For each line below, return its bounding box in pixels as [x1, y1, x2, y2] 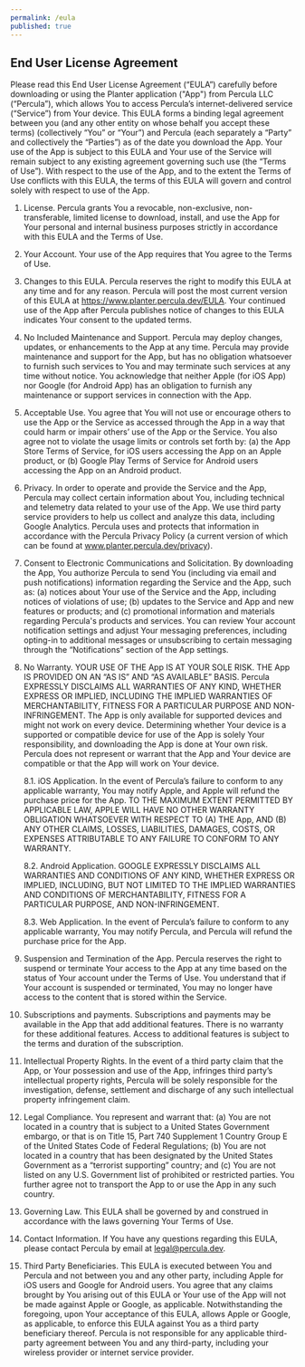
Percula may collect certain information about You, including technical [23, 492, 285, 503]
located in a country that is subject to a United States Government [23, 1122, 270, 1133]
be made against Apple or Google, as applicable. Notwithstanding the [23, 1299, 283, 1310]
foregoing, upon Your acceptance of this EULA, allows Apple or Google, [23, 1309, 291, 1320]
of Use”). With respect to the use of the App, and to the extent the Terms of [10, 166, 292, 177]
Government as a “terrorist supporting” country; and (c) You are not [23, 1160, 276, 1171]
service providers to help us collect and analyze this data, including [23, 511, 275, 522]
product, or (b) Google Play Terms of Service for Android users [23, 455, 259, 466]
